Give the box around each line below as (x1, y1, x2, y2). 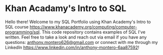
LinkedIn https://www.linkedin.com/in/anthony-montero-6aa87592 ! (5, 44, 140, 50)
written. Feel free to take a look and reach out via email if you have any (5, 34, 147, 40)
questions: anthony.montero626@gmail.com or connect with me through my (5, 39, 158, 45)
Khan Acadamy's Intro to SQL (5, 3, 127, 14)
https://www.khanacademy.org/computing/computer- (29, 24, 137, 29)
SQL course (5, 24, 29, 29)
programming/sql (5, 29, 40, 35)
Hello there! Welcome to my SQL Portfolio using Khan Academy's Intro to (5, 19, 151, 25)
